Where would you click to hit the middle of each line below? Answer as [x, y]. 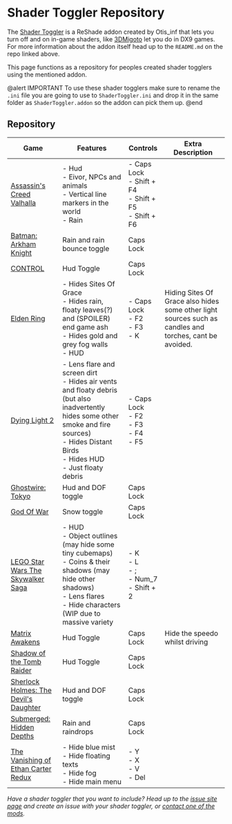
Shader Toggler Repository [86, 13]
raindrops [78, 732]
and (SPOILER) [86, 318]
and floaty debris [90, 390]
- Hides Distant [87, 442]
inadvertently [84, 407]
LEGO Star [28, 562]
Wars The [26, 570]
